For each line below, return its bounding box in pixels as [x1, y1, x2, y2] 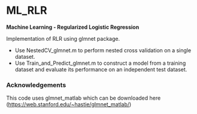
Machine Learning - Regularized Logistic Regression [6, 23, 140, 31]
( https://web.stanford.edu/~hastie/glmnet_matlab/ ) [6, 101, 132, 108]
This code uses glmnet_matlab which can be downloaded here [6, 94, 161, 102]
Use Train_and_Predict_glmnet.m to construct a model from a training [14, 59, 186, 67]
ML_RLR [6, 4, 47, 17]
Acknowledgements [6, 80, 66, 89]
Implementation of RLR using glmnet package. [6, 35, 120, 42]
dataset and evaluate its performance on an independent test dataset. [14, 65, 187, 73]
